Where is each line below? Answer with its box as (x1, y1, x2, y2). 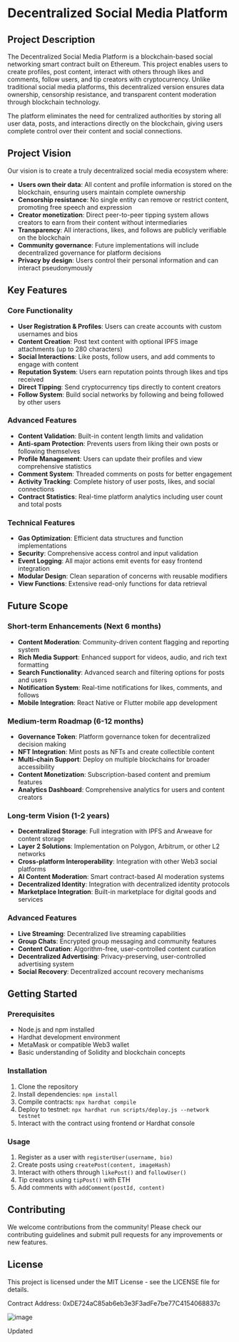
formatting (17, 660, 49, 669)
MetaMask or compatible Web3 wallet (17, 1040, 130, 1049)
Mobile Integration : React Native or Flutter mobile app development (17, 698, 218, 707)
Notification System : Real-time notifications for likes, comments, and (17, 683, 223, 691)
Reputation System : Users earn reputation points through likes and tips (17, 367, 228, 376)
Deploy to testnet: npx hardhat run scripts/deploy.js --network (17, 1104, 210, 1114)
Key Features (7, 284, 68, 297)
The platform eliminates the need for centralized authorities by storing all (7, 112, 221, 120)
